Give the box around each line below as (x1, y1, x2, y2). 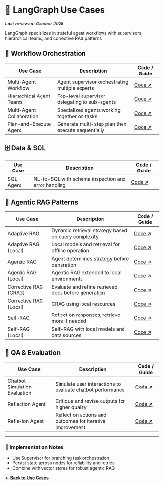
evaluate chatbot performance (55, 387, 125, 393)
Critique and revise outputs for (55, 398, 125, 405)
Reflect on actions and (55, 412, 107, 418)
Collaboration (7, 113, 39, 120)
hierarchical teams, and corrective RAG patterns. (5, 35, 103, 41)
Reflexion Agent (7, 418, 44, 425)
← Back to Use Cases (5, 475, 49, 481)
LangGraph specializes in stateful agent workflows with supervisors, (5, 30, 143, 36)
